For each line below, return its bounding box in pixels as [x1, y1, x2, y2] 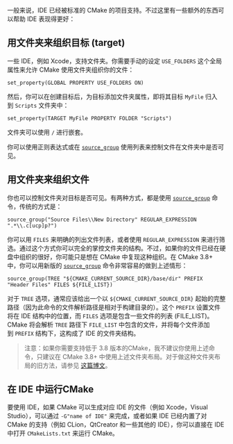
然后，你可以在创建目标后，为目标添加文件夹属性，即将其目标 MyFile [7, 92, 204, 101]
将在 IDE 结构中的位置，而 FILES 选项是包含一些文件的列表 [7, 311, 173, 320]
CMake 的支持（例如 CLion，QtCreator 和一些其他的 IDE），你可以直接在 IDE [7, 420, 225, 429]
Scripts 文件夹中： [15, 101, 69, 109]
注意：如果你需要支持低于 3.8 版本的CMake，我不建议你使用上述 [24, 343, 209, 352]
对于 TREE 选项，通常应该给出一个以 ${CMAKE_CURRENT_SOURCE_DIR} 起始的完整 [7, 294, 226, 302]
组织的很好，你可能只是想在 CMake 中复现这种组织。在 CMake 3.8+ [19, 252, 214, 261]
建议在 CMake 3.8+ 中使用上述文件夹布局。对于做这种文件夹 [42, 352, 215, 361]
